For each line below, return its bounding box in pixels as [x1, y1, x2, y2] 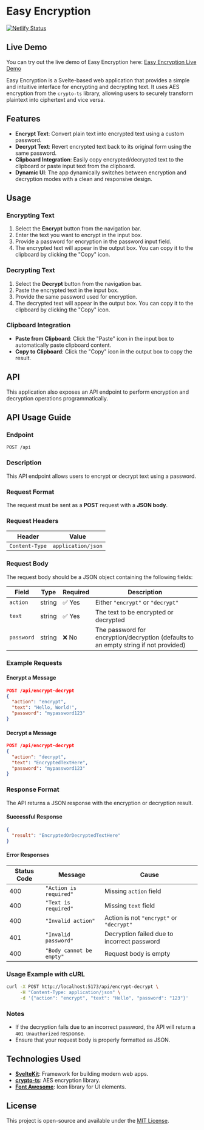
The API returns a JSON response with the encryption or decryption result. [6, 799, 193, 806]
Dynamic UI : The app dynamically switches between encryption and [15, 169, 187, 176]
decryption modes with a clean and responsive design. [15, 175, 153, 182]
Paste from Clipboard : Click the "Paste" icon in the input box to [15, 335, 174, 342]
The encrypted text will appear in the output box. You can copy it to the [15, 244, 194, 252]
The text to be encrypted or [95, 608, 174, 616]
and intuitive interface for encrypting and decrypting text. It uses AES [6, 83, 180, 90]
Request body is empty [104, 949, 171, 958]
